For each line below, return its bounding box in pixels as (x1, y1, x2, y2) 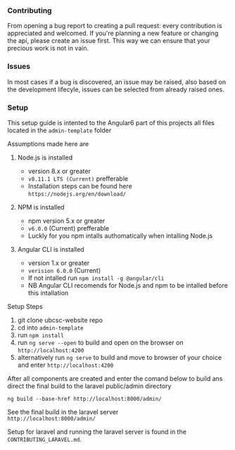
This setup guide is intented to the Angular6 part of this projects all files (7, 118, 215, 127)
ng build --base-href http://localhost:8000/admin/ (7, 395, 162, 402)
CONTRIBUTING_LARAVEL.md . (7, 435, 82, 443)
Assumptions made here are (7, 139, 89, 148)
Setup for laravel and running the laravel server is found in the (7, 427, 186, 436)
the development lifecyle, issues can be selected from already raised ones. (7, 85, 225, 94)
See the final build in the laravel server (7, 407, 119, 416)
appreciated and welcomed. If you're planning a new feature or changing (7, 29, 219, 37)
